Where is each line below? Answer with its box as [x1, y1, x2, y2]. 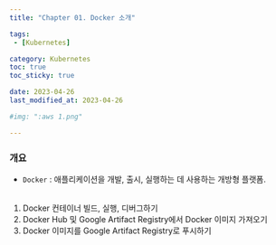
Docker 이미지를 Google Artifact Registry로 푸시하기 [22, 225, 212, 236]
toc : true [9, 62, 47, 72]
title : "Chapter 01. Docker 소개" [9, 13, 136, 23]
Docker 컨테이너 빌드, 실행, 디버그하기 [22, 203, 158, 213]
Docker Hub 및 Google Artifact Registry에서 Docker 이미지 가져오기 [22, 213, 269, 224]
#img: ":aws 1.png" [9, 112, 83, 121]
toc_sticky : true [9, 71, 75, 80]
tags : [9, 29, 30, 39]
